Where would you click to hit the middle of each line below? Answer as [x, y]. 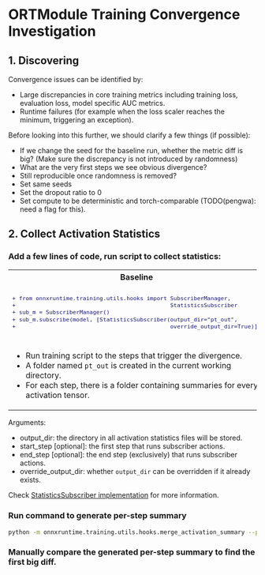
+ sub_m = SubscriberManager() [61, 312]
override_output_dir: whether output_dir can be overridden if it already [135, 472]
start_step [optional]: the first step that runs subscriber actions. [122, 446]
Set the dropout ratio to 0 [61, 192]
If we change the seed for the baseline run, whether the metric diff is [131, 150]
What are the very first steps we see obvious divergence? [113, 167]
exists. [30, 480]
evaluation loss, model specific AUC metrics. [92, 103]
